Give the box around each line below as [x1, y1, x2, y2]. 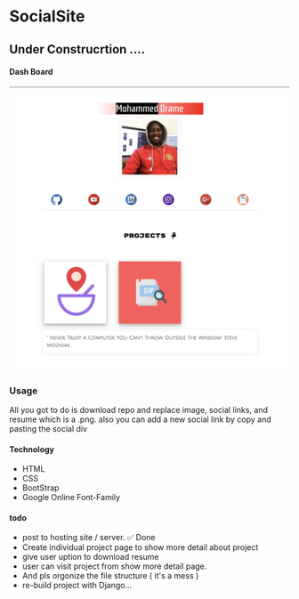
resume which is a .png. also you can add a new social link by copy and [9, 414, 271, 425]
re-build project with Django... [21, 580, 133, 591]
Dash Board [9, 67, 53, 77]
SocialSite [9, 6, 85, 27]
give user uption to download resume [21, 552, 159, 563]
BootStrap [21, 482, 60, 493]
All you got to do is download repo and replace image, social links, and [9, 405, 269, 416]
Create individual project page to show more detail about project [21, 542, 259, 553]
